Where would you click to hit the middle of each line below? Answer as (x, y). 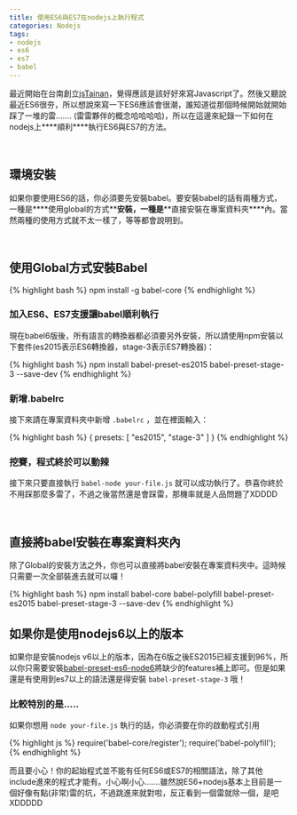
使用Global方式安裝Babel (78, 268)
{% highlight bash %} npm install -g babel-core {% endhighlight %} (133, 290)
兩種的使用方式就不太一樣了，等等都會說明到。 (102, 220)
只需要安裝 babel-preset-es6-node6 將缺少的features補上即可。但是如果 (155, 668)
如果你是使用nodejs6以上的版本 (96, 633)
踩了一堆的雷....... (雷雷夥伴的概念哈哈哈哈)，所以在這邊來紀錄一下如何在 (141, 116)
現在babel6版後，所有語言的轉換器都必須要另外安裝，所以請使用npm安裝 (143, 335)
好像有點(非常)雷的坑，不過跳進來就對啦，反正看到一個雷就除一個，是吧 (148, 793)
